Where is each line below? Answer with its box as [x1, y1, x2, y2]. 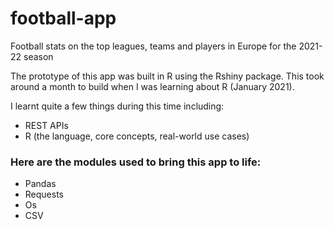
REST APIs [24, 119, 69, 131]
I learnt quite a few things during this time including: [10, 100, 225, 112]
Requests [24, 188, 64, 201]
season [23, 50, 54, 62]
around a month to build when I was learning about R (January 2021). [10, 80, 295, 92]
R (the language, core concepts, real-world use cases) [24, 130, 250, 142]
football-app [10, 7, 117, 30]
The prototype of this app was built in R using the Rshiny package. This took [10, 70, 325, 82]
